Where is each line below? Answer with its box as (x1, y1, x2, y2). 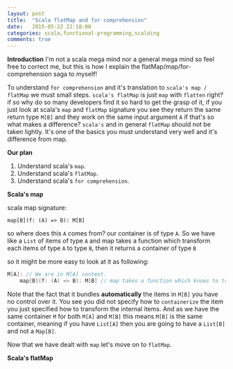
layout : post (7, 10, 45, 17)
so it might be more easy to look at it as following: (7, 258, 149, 266)
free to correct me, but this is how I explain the (7, 63, 141, 71)
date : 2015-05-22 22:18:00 (7, 23, 92, 30)
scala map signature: (7, 204, 67, 212)
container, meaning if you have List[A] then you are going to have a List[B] (7, 319, 225, 327)
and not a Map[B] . (7, 327, 57, 335)
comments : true (7, 36, 51, 43)
